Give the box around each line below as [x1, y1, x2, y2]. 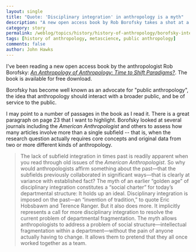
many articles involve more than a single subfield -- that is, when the [6, 129, 171, 136]
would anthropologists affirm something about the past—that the [20, 165, 176, 172]
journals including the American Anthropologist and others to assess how [6, 122, 183, 129]
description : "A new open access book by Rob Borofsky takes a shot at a [6, 19, 190, 25]
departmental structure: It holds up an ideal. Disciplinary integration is [20, 189, 188, 196]
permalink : [6, 30, 33, 36]
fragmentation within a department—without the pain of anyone [20, 227, 174, 234]
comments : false [6, 42, 45, 47]
